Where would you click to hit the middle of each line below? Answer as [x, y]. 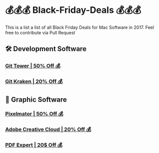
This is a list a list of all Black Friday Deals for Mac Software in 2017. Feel [79, 27]
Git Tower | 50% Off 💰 [33, 66]
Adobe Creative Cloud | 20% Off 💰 [48, 130]
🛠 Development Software [46, 49]
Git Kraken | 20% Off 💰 [34, 82]
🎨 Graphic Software [36, 99]
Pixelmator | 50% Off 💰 [34, 114]
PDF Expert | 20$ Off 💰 [34, 145]
